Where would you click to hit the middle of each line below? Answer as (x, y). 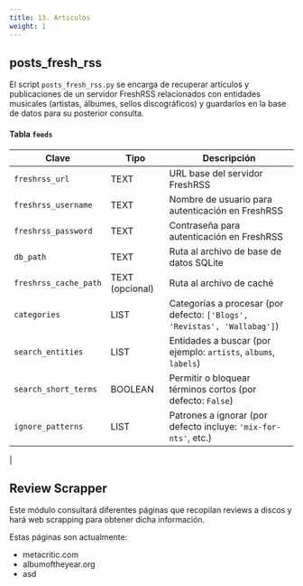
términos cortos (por (213, 389)
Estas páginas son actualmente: (69, 537)
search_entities (49, 352)
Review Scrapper (59, 488)
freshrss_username (53, 205)
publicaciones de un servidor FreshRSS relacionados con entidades (135, 94)
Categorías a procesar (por (226, 303)
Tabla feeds (31, 134)
